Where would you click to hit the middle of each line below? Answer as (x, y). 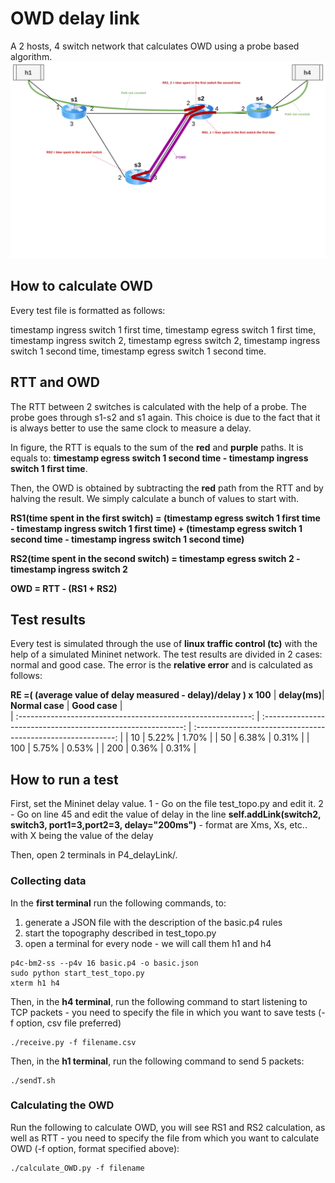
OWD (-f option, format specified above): (95, 1148)
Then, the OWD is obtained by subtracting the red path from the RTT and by (167, 488)
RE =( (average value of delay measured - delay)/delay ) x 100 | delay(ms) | (167, 695)
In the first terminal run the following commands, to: (118, 903)
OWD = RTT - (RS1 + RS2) (64, 588)
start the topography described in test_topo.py (120, 933)
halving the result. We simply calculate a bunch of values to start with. (155, 498)
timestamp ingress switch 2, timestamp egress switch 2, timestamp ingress (165, 340)
